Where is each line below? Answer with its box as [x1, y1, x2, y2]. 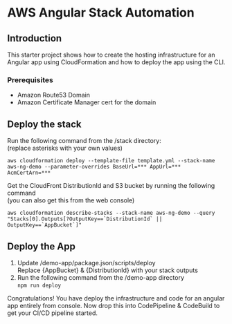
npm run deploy [17, 282, 62, 289]
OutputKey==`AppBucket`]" [7, 222, 82, 229]
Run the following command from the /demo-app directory [17, 273, 185, 281]
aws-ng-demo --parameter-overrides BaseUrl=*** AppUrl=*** [7, 164, 181, 171]
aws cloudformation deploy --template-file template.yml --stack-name [7, 158, 215, 164]
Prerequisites [7, 75, 53, 84]
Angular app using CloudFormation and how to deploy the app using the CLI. [7, 58, 226, 66]
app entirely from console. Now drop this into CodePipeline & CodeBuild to [7, 301, 220, 309]
